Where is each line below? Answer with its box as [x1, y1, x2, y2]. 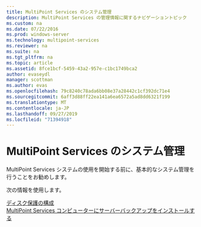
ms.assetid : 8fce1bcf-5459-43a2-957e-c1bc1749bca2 [6, 65, 138, 72]
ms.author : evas [6, 83, 48, 89]
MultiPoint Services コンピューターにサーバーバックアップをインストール [6, 207, 190, 214]
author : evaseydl [6, 71, 51, 77]
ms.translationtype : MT [6, 99, 67, 105]
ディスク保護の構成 [6, 199, 55, 207]
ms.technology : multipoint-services [6, 37, 99, 43]
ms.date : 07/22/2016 [6, 26, 59, 32]
